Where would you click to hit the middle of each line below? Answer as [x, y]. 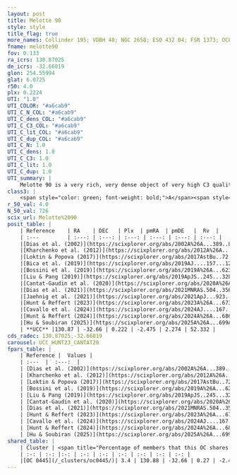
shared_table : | [31, 441]
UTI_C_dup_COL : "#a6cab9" [45, 139]
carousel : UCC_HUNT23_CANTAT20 [53, 342]
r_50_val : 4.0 [28, 205]
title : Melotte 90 [34, 20]
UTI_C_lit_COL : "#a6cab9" [45, 132]
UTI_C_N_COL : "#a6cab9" [42, 112]
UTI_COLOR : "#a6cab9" [39, 106]
